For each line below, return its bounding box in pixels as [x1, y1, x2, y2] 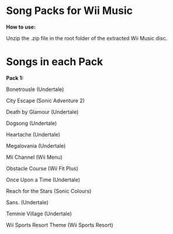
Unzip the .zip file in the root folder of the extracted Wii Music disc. [6, 34, 168, 41]
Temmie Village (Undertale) [6, 210, 72, 217]
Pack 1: [6, 74, 24, 81]
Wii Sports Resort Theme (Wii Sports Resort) [6, 221, 114, 228]
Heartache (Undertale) [6, 131, 60, 138]
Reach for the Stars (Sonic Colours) [6, 187, 92, 194]
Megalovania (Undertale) [6, 142, 66, 149]
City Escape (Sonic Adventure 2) [6, 97, 85, 104]
